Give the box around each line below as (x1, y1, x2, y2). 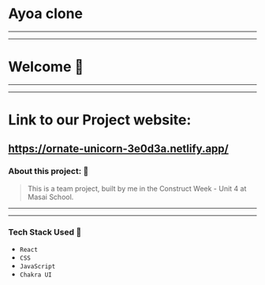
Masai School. (27, 192, 74, 202)
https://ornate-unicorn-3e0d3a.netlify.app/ (8, 142, 229, 156)
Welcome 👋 (8, 58, 84, 76)
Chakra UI (19, 271, 53, 279)
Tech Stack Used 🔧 (8, 226, 82, 237)
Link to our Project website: (8, 111, 192, 129)
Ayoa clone (8, 5, 84, 23)
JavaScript (19, 263, 56, 271)
